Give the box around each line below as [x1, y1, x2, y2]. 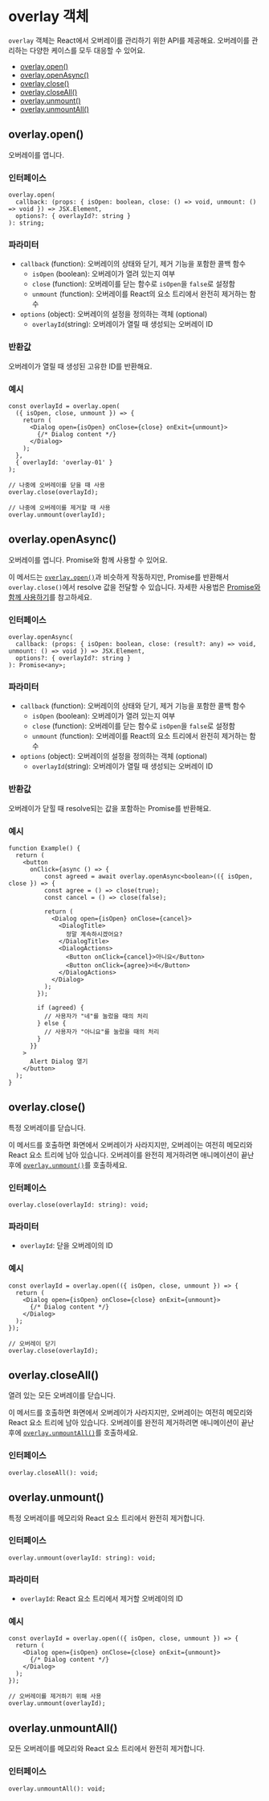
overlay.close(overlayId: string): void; [8, 1201, 149, 1210]
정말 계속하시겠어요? [65, 930, 123, 938]
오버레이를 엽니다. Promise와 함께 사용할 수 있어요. [8, 554, 169, 564]
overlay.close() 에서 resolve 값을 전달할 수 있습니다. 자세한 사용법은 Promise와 [8, 582, 261, 591]
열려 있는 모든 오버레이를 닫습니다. [8, 1391, 116, 1400]
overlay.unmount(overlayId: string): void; [8, 1554, 157, 1562]
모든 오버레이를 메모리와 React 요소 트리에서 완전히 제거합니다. [8, 1744, 206, 1754]
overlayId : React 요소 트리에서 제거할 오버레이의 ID [19, 1594, 183, 1604]
